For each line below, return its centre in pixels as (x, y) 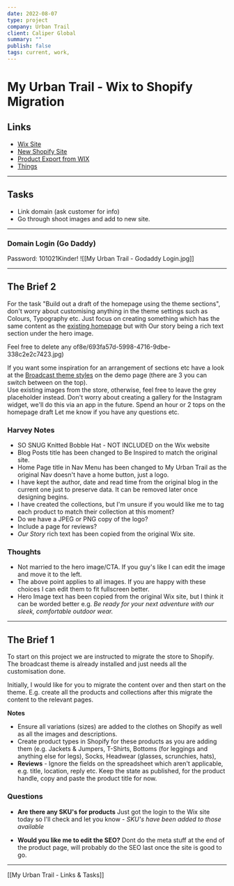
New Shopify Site (42, 151)
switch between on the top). (48, 382)
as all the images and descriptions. (67, 734)
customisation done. (37, 672)
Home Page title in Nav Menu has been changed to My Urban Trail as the (122, 468)
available (30, 826)
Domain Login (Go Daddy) (52, 243)
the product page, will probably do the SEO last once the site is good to (119, 847)
